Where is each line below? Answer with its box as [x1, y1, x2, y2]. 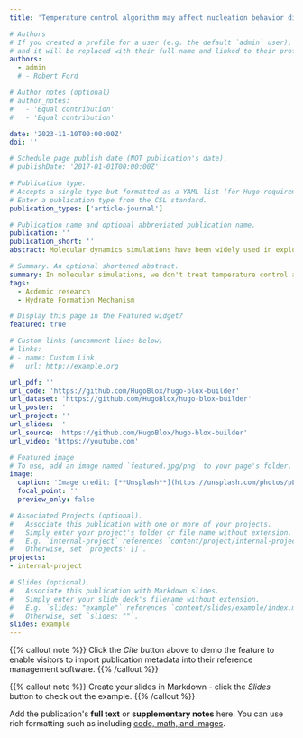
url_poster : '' [9, 403, 67, 412]
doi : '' [9, 137, 39, 147]
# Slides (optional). [9, 578, 91, 587]
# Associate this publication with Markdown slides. [9, 586, 220, 595]
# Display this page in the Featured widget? [9, 312, 183, 321]
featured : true [9, 320, 67, 330]
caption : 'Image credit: [17, 478, 111, 488]
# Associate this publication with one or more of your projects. [9, 519, 272, 528]
